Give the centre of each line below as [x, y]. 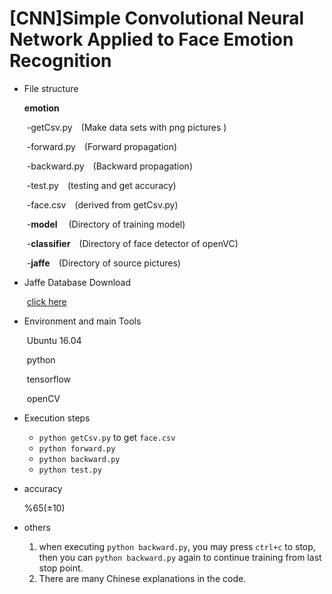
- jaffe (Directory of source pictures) [103, 263]
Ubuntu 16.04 [54, 340]
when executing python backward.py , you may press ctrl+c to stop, [177, 546]
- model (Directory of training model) [106, 224]
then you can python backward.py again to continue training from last [180, 557]
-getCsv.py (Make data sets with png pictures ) [126, 127]
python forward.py [77, 448]
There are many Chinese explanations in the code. [142, 578]
